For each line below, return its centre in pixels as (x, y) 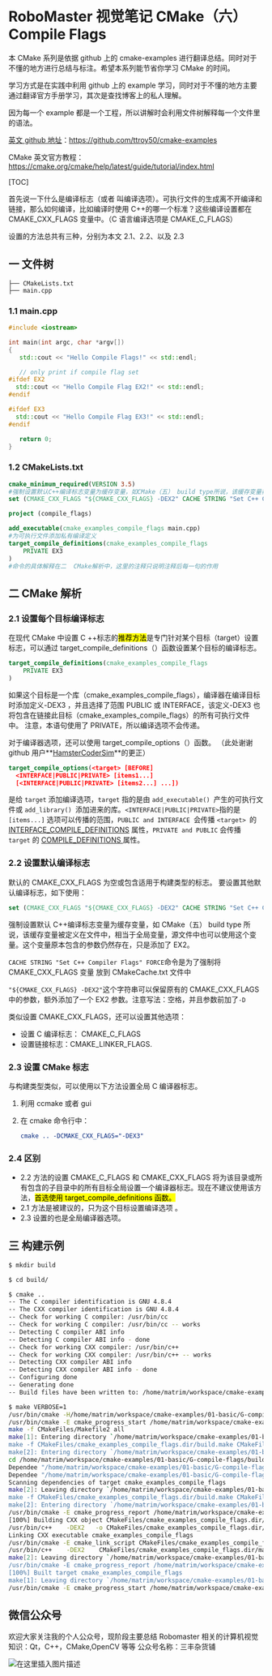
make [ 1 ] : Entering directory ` (61, 1437)
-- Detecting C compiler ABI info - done (79, 1340)
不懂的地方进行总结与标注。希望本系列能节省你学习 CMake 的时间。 (121, 68)
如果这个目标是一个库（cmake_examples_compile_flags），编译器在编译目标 (134, 695)
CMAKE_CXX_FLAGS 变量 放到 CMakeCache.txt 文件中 (100, 972)
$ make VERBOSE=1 (38, 1407)
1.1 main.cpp (33, 311)
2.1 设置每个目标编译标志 (56, 619)
